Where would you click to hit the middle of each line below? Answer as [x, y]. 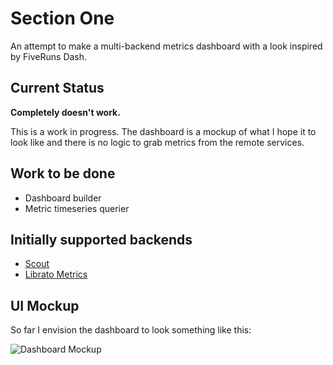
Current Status [57, 88]
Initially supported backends [101, 239]
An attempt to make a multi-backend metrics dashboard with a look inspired [166, 46]
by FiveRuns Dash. [49, 56]
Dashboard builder [63, 198]
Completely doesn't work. [65, 112]
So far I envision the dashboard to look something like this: [131, 330]
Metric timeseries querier [77, 208]
